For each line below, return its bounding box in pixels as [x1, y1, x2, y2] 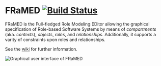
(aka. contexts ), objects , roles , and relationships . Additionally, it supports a [5, 31, 156, 37]
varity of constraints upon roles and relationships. [5, 37, 106, 43]
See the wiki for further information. [5, 46, 78, 52]
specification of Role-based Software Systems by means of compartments [5, 26, 156, 32]
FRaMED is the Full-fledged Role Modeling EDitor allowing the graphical [5, 21, 150, 27]
